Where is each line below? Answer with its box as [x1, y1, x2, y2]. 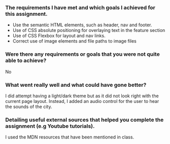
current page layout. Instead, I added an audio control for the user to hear [5, 98, 159, 104]
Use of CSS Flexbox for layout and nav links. [12, 32, 106, 39]
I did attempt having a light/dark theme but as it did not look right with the [5, 93, 159, 99]
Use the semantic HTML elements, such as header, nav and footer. [12, 22, 152, 28]
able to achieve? [5, 57, 47, 64]
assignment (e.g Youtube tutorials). [5, 122, 95, 129]
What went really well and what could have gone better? [5, 81, 147, 88]
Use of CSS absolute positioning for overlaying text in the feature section [12, 27, 165, 33]
